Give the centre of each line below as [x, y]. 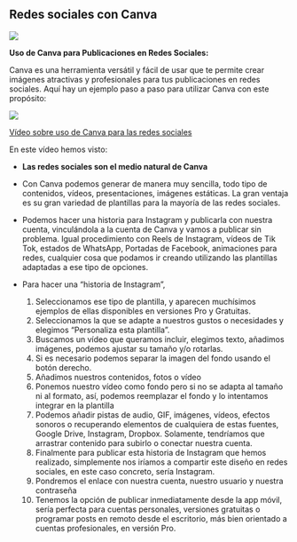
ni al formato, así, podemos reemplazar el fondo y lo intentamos [152, 395]
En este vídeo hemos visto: [59, 149]
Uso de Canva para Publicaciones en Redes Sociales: [109, 52]
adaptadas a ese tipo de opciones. [85, 267]
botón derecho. [63, 367]
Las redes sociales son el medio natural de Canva [115, 166]
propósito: [28, 98]
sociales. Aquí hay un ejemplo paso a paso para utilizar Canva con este [139, 89]
